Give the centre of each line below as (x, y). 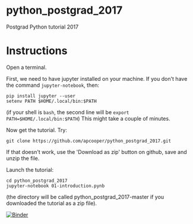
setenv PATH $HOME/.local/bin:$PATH (51, 101)
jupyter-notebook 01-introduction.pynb (56, 186)
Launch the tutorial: (30, 169)
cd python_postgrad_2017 (37, 181)
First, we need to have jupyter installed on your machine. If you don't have (97, 78)
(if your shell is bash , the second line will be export (68, 112)
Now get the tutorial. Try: (37, 130)
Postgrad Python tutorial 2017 (42, 27)
